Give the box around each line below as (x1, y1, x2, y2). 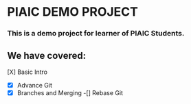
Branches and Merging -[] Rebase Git (16, 88, 124, 96)
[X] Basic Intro (7, 68, 48, 76)
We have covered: (7, 49, 87, 62)
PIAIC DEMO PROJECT (7, 4, 139, 20)
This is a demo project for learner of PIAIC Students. (7, 29, 185, 38)
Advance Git (16, 81, 53, 89)
